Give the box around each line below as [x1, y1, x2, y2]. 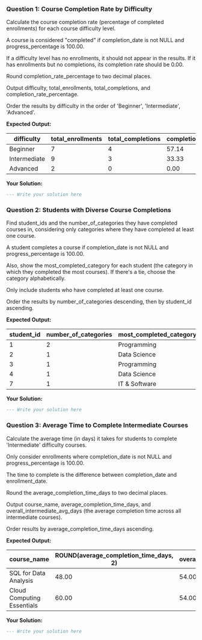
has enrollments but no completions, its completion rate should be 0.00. [6, 61, 184, 68]
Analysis [9, 576, 34, 585]
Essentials [9, 601, 38, 609]
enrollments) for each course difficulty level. [6, 25, 116, 32]
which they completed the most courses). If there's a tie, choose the [6, 269, 176, 276]
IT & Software [118, 380, 157, 388]
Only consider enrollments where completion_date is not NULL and [6, 453, 172, 460]
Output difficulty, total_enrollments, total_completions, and [6, 84, 150, 92]
